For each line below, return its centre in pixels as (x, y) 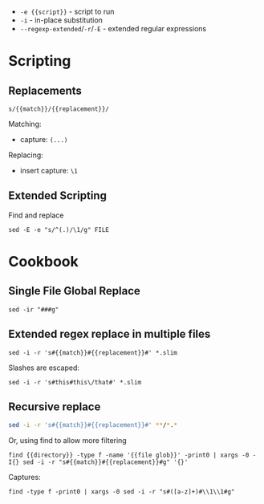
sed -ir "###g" (34, 309)
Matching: (25, 124)
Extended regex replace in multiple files (110, 334)
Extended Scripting (57, 196)
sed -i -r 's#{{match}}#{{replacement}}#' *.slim (93, 352)
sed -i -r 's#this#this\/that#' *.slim (75, 382)
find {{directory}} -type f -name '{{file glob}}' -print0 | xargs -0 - (132, 455)
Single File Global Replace (74, 291)
